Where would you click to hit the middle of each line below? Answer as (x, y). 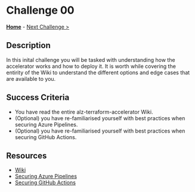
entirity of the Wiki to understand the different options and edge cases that (98, 73)
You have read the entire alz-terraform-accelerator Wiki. (84, 112)
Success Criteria (38, 98)
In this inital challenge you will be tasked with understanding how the (91, 59)
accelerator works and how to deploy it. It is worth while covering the (91, 66)
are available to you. (31, 78)
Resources (27, 155)
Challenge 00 (40, 10)
